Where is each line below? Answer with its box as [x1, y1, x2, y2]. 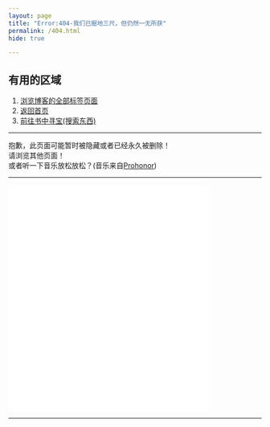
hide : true [8, 34, 45, 43]
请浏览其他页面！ [8, 150, 65, 161]
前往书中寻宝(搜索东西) [19, 116, 96, 125]
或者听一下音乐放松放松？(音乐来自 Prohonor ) [8, 161, 157, 170]
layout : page [8, 11, 52, 20]
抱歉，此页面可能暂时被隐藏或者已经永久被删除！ [8, 141, 170, 150]
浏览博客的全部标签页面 [19, 96, 98, 105]
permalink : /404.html [8, 27, 81, 35]
